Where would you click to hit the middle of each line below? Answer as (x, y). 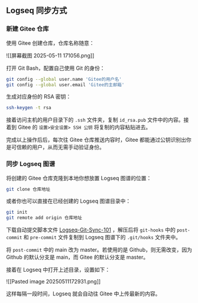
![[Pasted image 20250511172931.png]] (53, 282)
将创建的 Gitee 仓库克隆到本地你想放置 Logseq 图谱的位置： (79, 178)
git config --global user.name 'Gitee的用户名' (64, 79)
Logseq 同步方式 (37, 11)
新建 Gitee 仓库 (27, 29)
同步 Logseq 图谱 (31, 164)
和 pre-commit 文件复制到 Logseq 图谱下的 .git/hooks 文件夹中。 (102, 237)
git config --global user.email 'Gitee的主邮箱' (65, 84)
